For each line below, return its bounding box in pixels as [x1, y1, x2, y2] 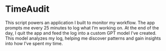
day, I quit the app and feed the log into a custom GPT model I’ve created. [5, 30, 157, 36]
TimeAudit [5, 3, 50, 15]
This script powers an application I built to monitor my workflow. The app [5, 20, 155, 25]
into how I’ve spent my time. [5, 40, 63, 46]
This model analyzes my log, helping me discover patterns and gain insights [5, 35, 161, 41]
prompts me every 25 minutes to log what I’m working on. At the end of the [5, 25, 160, 30]
